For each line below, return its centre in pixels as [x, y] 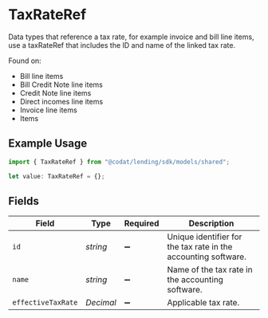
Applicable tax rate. [203, 303]
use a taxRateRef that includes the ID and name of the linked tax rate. [122, 45]
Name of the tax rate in [210, 270]
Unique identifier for [205, 237]
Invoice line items [48, 110]
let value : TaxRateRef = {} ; [57, 176]
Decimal [101, 303]
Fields [24, 201]
